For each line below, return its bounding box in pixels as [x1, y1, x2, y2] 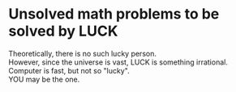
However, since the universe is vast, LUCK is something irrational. [8, 57, 229, 67]
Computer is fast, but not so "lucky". [8, 65, 130, 75]
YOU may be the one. [8, 74, 80, 84]
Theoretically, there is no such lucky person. [8, 48, 157, 58]
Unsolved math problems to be [8, 5, 220, 23]
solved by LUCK [8, 22, 118, 40]
